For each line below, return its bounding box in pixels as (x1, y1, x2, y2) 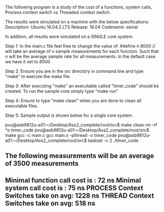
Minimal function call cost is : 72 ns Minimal (5, 176, 141, 185)
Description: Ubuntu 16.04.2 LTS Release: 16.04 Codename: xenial (5, 24, 138, 30)
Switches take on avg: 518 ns (5, 199, 95, 208)
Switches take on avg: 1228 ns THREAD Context (5, 191, 154, 200)
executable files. (5, 103, 38, 108)
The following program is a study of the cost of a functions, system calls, (5, 4, 152, 10)
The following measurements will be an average (5, 152, 154, 160)
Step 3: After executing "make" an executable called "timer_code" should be (5, 83, 159, 89)
